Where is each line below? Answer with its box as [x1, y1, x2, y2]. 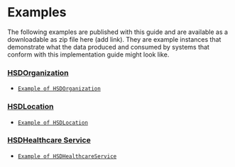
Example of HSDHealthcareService [17, 153, 117, 160]
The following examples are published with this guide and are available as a [7, 28, 229, 36]
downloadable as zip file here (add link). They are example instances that [7, 35, 222, 43]
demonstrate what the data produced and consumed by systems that [7, 42, 209, 51]
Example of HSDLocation [17, 119, 89, 126]
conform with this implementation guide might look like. [7, 50, 170, 59]
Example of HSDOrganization [17, 86, 101, 93]
